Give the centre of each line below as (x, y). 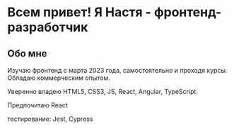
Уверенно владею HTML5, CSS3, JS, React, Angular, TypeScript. (103, 91)
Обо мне (27, 53)
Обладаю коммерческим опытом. (59, 78)
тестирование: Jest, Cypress (50, 119)
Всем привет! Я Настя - (80, 12)
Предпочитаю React (38, 105)
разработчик (48, 27)
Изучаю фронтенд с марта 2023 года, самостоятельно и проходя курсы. (117, 70)
